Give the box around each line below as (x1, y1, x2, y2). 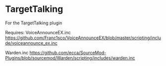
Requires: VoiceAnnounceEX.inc (5, 29, 71, 35)
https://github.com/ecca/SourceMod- (29, 50, 107, 56)
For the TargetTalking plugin (5, 20, 62, 26)
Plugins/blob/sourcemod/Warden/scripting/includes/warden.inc (5, 55, 135, 61)
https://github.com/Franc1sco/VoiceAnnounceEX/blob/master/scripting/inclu (5, 35, 161, 41)
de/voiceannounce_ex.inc (5, 40, 58, 46)
